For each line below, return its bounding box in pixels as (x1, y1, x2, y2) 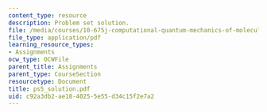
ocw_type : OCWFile (8, 56, 69, 64)
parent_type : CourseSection (8, 70, 102, 78)
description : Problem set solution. (8, 19, 130, 27)
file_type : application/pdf (8, 33, 102, 42)
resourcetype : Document (8, 77, 87, 85)
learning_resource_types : (8, 41, 94, 49)
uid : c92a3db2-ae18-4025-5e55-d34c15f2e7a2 (8, 92, 155, 100)
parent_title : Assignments (8, 63, 98, 71)
